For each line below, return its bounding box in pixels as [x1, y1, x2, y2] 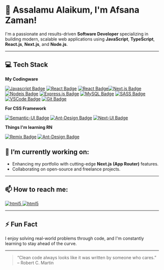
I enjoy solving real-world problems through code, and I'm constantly [5, 235, 144, 241]
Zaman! [5, 15, 37, 26]
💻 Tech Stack [5, 61, 48, 69]
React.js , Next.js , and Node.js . [5, 41, 68, 47]
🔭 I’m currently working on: [5, 148, 89, 156]
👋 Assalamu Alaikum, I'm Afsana [5, 4, 140, 16]
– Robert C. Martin [17, 260, 54, 266]
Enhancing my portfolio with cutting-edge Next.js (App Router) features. [12, 161, 159, 166]
